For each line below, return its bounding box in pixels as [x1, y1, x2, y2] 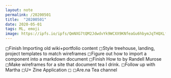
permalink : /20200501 [5, 12, 51, 17]
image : [5, 31, 19, 36]
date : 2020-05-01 [5, 21, 42, 27]
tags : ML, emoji [5, 27, 40, 32]
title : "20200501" [5, 17, 47, 22]
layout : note [5, 7, 33, 13]
